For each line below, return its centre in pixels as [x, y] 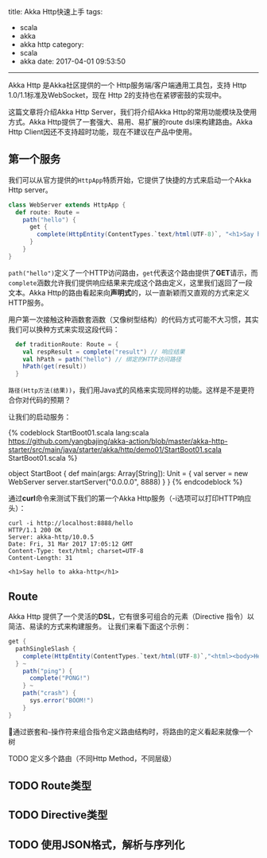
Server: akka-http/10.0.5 [51, 537]
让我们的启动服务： [40, 417]
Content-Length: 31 [41, 558]
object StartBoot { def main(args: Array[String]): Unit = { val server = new [128, 473]
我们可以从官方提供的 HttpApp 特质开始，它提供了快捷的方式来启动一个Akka [130, 180]
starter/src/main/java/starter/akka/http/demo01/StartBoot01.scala [115, 450]
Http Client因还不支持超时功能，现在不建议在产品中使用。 [103, 132]
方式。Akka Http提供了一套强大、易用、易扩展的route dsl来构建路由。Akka [130, 122]
